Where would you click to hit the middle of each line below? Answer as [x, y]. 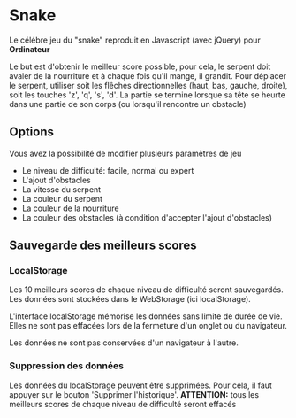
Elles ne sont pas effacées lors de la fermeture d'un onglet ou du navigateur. [148, 326]
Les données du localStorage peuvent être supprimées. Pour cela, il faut [140, 385]
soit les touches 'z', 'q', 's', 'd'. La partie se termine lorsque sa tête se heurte [147, 95]
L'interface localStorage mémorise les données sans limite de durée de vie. [146, 316]
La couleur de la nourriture [70, 208]
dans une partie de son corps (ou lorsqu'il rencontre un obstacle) [128, 104]
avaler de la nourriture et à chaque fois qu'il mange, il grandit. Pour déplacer [148, 75]
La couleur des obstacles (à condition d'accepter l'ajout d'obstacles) [147, 217]
